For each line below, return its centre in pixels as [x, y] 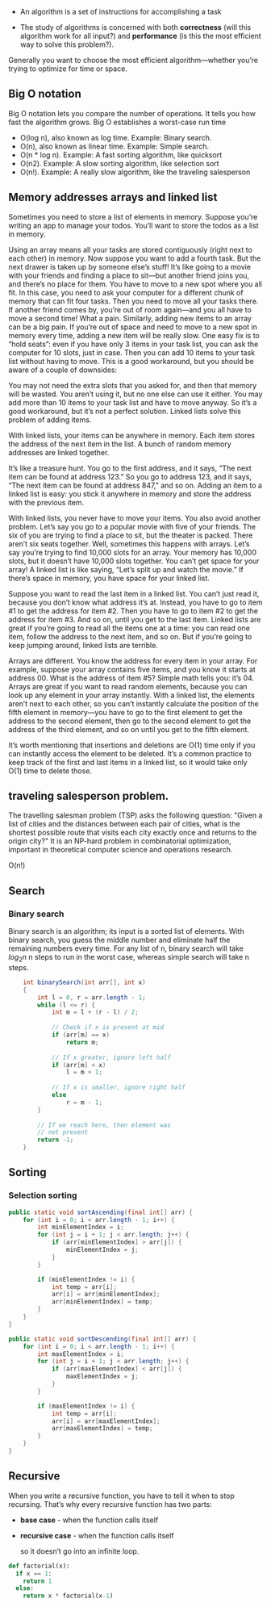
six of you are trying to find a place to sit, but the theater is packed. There [131, 535]
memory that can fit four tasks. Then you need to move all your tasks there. [133, 301]
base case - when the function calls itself [89, 1520]
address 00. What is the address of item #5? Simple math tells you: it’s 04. [131, 678]
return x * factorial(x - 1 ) [68, 1596]
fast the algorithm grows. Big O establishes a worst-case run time [117, 122]
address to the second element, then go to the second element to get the [130, 721]
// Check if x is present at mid [107, 1027]
